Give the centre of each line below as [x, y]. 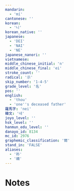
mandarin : [15, 9]
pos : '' [13, 91]
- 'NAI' [17, 46]
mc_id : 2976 [17, 136]
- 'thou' [18, 100]
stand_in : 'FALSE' [24, 145]
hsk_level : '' [19, 122]
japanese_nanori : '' [26, 55]
